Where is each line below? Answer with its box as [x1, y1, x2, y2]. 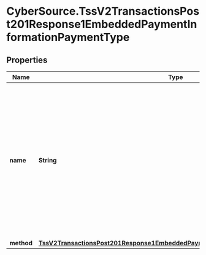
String [38, 156, 57, 164]
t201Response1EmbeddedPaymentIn [6, 17, 197, 31]
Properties [6, 55, 48, 65]
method [9, 239, 32, 247]
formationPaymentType [6, 31, 130, 44]
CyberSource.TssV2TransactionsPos [6, 4, 200, 18]
